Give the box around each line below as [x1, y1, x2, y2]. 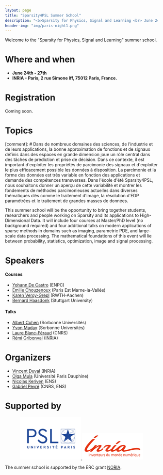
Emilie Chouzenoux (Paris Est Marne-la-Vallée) [12, 287, 106, 293]
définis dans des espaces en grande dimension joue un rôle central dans [5, 152, 150, 158]
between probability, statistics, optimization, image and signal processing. [5, 238, 153, 244]
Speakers [5, 255, 45, 266]
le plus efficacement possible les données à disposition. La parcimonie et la [5, 167, 156, 173]
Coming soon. [5, 108, 33, 114]
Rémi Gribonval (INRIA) [12, 335, 58, 341]
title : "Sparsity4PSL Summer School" [5, 13, 81, 18]
